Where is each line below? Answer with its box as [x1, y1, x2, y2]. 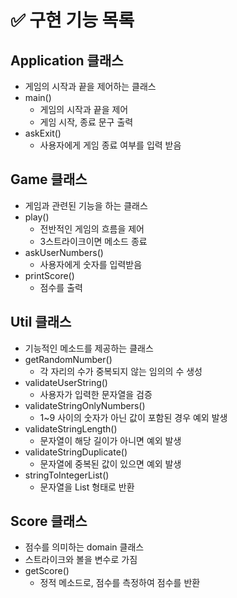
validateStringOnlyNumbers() [24, 399, 146, 411]
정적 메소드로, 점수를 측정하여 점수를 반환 [39, 577, 201, 589]
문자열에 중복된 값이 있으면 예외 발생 [39, 457, 182, 470]
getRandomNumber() [24, 353, 113, 365]
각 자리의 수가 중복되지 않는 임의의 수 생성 [39, 365, 203, 377]
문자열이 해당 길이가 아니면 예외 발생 [39, 434, 182, 446]
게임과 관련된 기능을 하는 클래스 [24, 199, 148, 211]
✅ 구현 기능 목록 [10, 9, 135, 32]
